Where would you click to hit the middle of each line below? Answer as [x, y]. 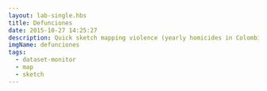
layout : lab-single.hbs [48, 15]
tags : [17, 52]
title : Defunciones [41, 23]
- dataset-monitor [46, 60]
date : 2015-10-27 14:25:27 [53, 30]
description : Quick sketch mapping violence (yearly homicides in [120, 38]
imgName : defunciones [44, 45]
